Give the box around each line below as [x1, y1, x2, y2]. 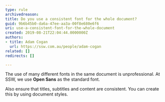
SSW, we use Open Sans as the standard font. [5, 76, 100, 82]
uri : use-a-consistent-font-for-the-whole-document [5, 26, 115, 31]
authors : [5, 35, 23, 40]
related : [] [5, 49, 30, 53]
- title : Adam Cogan [5, 40, 48, 45]
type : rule [5, 7, 28, 12]
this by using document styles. [5, 91, 68, 97]
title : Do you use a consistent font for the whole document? [5, 16, 137, 21]
